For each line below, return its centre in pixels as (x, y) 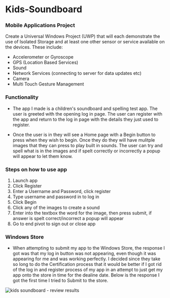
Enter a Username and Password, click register (62, 192)
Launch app (25, 181)
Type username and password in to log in (56, 197)
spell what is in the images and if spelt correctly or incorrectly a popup (87, 151)
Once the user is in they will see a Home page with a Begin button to (84, 134)
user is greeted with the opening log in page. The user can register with (87, 114)
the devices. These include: (34, 47)
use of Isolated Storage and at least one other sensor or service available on (85, 42)
